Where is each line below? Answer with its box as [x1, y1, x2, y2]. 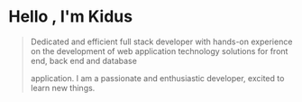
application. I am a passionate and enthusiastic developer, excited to [30, 72, 285, 83]
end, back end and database [30, 55, 137, 66]
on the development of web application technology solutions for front [30, 45, 288, 56]
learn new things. [30, 82, 96, 93]
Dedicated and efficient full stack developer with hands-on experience [30, 36, 293, 47]
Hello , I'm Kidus [8, 6, 133, 27]
